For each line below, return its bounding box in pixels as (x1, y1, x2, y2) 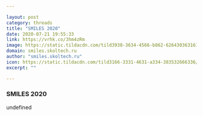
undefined (6, 103, 32, 111)
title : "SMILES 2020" (6, 25, 61, 31)
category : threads (6, 19, 53, 26)
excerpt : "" (6, 65, 36, 71)
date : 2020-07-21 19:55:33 (6, 31, 74, 37)
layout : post (6, 14, 39, 20)
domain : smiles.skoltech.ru (6, 48, 77, 54)
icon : (6, 59, 20, 65)
